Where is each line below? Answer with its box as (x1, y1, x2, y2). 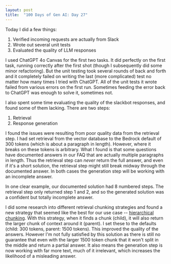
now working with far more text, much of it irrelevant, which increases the (5, 247, 161, 253)
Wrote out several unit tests (12, 41, 71, 47)
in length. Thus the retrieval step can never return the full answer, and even (5, 157, 163, 163)
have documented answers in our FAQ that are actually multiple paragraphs (5, 152, 164, 158)
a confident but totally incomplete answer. (5, 194, 94, 200)
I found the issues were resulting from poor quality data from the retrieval (5, 130, 160, 136)
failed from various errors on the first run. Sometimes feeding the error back (5, 84, 166, 90)
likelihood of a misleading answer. (5, 253, 77, 259)
